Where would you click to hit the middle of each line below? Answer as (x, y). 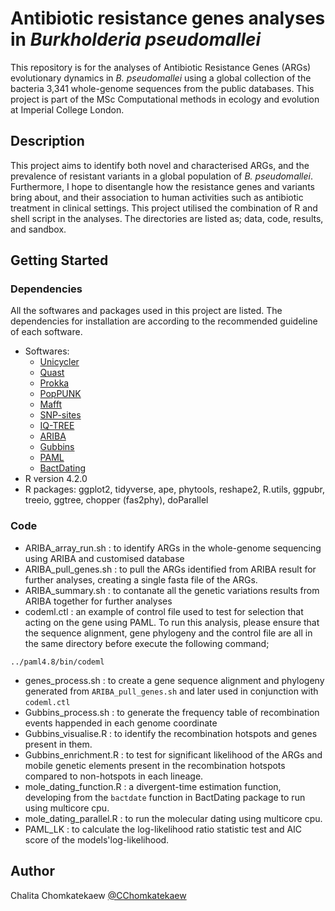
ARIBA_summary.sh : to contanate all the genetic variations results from (172, 590)
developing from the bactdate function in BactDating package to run (165, 797)
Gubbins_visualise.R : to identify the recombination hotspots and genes (171, 733)
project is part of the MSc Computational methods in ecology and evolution (165, 99)
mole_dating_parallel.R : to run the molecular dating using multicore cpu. (173, 818)
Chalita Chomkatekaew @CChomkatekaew (98, 895)
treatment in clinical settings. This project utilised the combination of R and (164, 208)
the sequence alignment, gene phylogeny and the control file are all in (168, 633)
